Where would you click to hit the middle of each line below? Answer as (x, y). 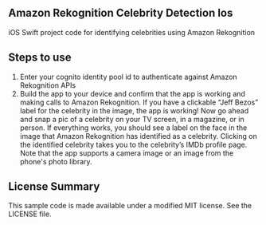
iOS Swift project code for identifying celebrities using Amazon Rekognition (132, 32)
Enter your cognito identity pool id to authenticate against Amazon (128, 77)
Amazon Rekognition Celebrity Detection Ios (121, 13)
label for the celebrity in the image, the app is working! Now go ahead (134, 110)
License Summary (54, 187)
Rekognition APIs (48, 85)
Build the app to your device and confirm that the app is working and (132, 93)
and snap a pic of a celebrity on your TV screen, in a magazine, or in (132, 119)
